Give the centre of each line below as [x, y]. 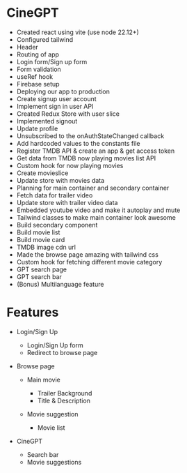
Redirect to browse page [62, 352]
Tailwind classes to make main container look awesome [96, 217]
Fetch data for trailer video [55, 195]
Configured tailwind [45, 39]
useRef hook [35, 76]
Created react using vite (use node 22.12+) [78, 32]
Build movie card [41, 239]
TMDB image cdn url [46, 247]
